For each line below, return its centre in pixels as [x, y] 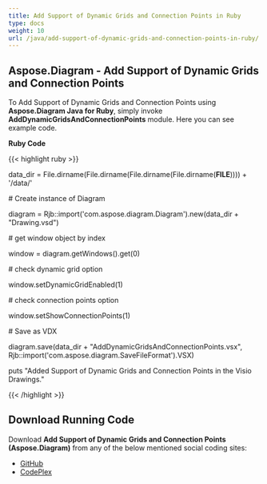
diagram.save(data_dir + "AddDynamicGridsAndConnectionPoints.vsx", [126, 347]
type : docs [26, 23]
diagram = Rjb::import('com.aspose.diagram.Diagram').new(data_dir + [124, 214]
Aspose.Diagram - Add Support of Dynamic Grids [134, 70]
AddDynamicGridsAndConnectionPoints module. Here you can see [121, 119]
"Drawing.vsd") [34, 223]
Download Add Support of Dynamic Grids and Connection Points [117, 439]
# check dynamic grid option [56, 269]
